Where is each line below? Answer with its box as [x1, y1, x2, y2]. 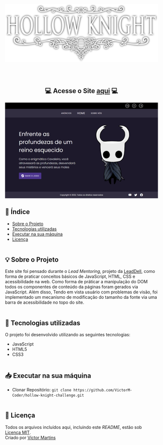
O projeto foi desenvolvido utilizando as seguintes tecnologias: [5, 332, 130, 338]
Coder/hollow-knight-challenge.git [12, 393, 84, 398]
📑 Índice [5, 208, 30, 216]
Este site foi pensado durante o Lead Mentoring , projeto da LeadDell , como [5, 269, 155, 274]
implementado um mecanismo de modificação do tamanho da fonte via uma [5, 294, 157, 300]
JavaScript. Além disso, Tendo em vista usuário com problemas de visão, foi [5, 289, 158, 295]
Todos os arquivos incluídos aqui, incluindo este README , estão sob [5, 424, 142, 430]
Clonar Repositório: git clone [12, 387, 72, 393]
